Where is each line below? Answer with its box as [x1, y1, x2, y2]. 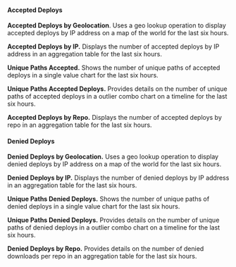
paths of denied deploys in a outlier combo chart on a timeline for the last [7, 223, 221, 232]
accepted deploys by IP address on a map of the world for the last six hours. [7, 29, 229, 37]
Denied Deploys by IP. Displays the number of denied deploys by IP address [7, 173, 230, 182]
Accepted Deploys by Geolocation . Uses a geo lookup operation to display [7, 21, 227, 30]
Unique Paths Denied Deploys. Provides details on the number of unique [7, 216, 220, 225]
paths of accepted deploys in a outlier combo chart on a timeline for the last [7, 92, 228, 101]
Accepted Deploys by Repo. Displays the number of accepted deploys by [7, 113, 222, 122]
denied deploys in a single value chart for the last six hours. [7, 202, 180, 211]
